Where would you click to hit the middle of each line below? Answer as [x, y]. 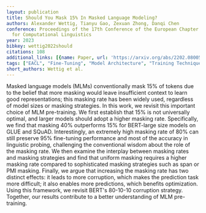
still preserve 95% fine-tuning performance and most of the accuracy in [97, 138]
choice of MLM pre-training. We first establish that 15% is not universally [98, 112]
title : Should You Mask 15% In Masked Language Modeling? [82, 18]
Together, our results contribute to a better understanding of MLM [90, 197]
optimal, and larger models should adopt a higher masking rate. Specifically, [102, 119]
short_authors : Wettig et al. [45, 69]
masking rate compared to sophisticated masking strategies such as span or [103, 164]
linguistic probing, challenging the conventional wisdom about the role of [98, 145]
